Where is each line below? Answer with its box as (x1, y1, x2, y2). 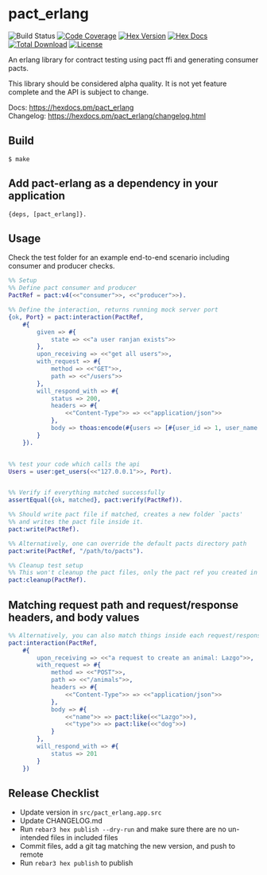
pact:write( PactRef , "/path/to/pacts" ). (8, 547, 145, 555)
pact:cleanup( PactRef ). (8, 576, 87, 584)
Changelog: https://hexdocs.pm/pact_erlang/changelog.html (8, 110, 207, 120)
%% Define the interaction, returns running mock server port (8, 306, 219, 314)
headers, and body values (8, 610, 140, 624)
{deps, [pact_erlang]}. (8, 210, 87, 219)
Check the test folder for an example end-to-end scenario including (8, 253, 230, 262)
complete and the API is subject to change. (8, 87, 149, 96)
